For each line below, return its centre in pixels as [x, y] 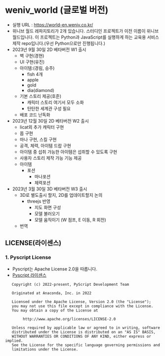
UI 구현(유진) [32, 62]
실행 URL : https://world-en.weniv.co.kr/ [53, 25]
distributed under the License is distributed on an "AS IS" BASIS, [83, 332]
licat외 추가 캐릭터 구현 [42, 127]
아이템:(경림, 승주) [37, 68]
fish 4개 [35, 74]
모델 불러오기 [47, 214]
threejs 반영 [39, 201]
